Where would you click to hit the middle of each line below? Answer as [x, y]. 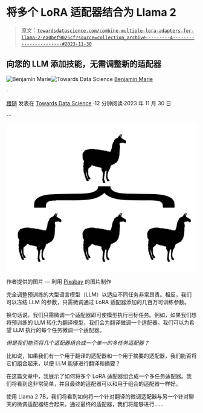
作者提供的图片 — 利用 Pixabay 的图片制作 [59, 281]
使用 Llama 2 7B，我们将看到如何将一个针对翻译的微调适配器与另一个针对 [98, 396]
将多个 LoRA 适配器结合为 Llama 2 [91, 12]
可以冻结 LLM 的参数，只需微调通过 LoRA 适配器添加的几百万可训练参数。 [98, 302]
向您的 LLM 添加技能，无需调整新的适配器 [84, 64]
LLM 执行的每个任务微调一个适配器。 [59, 330]
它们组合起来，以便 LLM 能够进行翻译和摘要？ [63, 363]
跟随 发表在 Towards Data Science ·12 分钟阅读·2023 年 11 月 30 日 [89, 103]
